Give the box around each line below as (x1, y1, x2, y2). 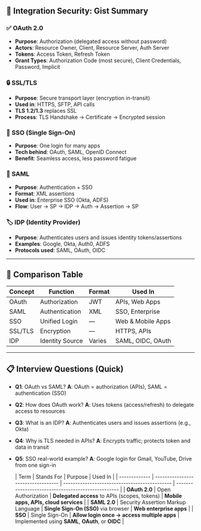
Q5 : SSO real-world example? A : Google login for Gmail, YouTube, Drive (14, 455, 193, 462)
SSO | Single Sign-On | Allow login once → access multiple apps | (14, 511, 179, 518)
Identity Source (39, 337, 83, 345)
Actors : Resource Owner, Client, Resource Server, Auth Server (14, 44, 169, 51)
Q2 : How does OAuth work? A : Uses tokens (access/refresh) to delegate (14, 401, 194, 408)
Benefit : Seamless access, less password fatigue (14, 155, 137, 162)
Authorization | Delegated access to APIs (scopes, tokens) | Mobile (14, 492, 182, 499)
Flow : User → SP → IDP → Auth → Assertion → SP (14, 202, 139, 210)
